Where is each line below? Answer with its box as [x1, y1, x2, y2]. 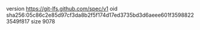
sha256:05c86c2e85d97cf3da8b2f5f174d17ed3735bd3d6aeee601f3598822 [6, 11, 195, 19]
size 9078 [31, 18, 56, 25]
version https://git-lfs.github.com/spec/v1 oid [6, 5, 118, 12]
